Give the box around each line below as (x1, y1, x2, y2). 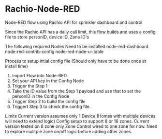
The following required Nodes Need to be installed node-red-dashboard (5, 43, 148, 49)
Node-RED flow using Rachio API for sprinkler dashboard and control (5, 19, 143, 25)
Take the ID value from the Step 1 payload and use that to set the (12, 88, 141, 94)
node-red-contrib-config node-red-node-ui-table (5, 49, 104, 54)
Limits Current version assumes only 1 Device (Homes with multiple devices (5, 113, 156, 119)
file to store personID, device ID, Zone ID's (5, 34, 89, 40)
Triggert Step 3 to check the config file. (12, 104, 91, 109)
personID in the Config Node (12, 93, 69, 99)
